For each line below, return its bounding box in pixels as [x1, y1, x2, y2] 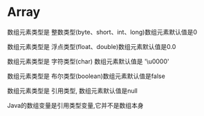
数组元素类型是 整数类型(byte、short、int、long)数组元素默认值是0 [7, 28, 197, 36]
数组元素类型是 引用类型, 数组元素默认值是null [7, 86, 138, 95]
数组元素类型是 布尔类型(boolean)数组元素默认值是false [7, 72, 166, 80]
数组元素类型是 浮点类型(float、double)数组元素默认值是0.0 [7, 42, 176, 50]
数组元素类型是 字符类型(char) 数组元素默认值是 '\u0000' [7, 57, 169, 66]
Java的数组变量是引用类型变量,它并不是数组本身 [7, 101, 144, 109]
